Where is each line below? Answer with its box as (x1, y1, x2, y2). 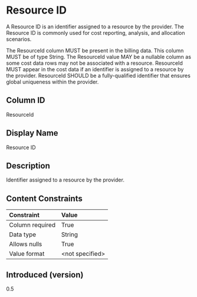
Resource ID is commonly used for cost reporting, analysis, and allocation (6, 29, 185, 36)
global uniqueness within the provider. (6, 78, 99, 85)
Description (6, 160, 50, 171)
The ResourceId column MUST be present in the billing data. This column (6, 47, 184, 54)
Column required (9, 221, 56, 229)
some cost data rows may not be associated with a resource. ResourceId (6, 60, 183, 67)
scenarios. (6, 35, 32, 42)
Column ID (6, 95, 45, 105)
